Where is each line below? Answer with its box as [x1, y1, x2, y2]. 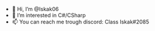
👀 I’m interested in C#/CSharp [11, 12, 86, 19]
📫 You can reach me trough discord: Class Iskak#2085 [11, 18, 150, 25]
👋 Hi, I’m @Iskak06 [11, 6, 59, 12]
